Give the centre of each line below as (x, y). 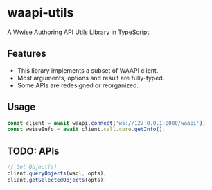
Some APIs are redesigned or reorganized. (78, 85)
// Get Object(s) (32, 167)
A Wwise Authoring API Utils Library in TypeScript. (79, 32)
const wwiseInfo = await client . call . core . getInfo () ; (87, 130)
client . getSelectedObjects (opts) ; (57, 180)
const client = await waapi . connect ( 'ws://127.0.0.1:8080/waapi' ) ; (107, 123)
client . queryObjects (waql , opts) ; (57, 173)
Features (27, 54)
